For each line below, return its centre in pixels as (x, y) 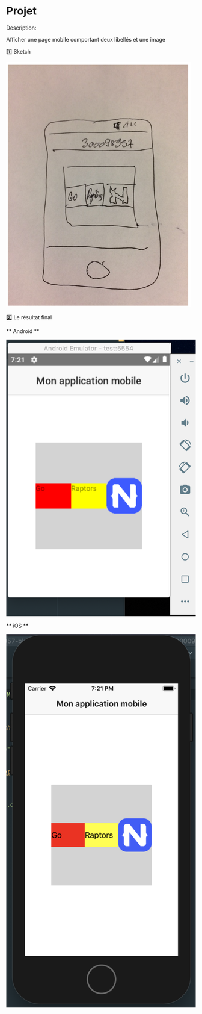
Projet (22, 11)
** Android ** (23, 331)
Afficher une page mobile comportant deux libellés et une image (86, 39)
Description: (21, 28)
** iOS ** (17, 626)
